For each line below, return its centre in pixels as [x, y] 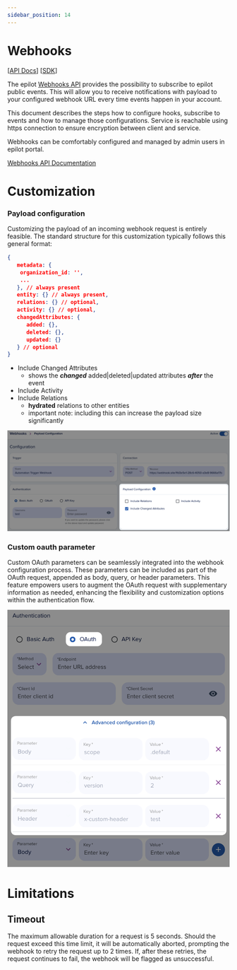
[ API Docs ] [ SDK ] [32, 70]
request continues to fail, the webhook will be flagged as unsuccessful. [111, 959]
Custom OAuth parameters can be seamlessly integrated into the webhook [116, 562]
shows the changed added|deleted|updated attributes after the [121, 375]
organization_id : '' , [51, 272]
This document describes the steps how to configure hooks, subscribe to [114, 112]
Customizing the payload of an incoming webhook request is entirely [107, 229]
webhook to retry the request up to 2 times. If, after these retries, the [107, 952]
